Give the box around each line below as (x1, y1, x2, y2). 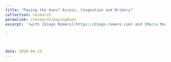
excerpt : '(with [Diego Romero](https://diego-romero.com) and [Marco (5, 21, 158, 27)
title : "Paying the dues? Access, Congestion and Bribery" (5, 7, 133, 13)
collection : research (5, 12, 51, 17)
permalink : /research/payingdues (5, 17, 76, 22)
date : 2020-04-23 (5, 49, 42, 54)
